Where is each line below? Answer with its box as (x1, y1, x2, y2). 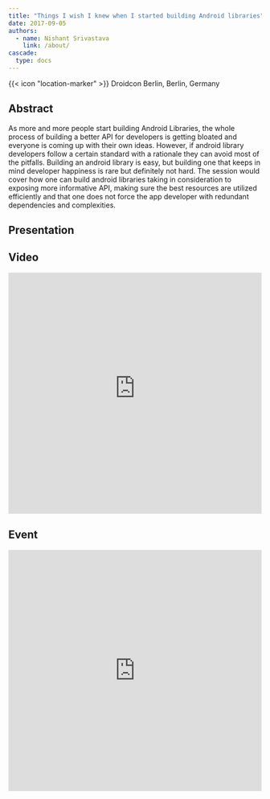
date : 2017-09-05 (8, 19, 67, 27)
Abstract (8, 102, 54, 116)
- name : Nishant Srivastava (15, 34, 110, 43)
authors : (8, 27, 38, 35)
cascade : (8, 49, 38, 57)
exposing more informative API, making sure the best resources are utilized (8, 182, 257, 193)
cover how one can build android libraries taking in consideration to (8, 174, 231, 184)
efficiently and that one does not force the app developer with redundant (8, 191, 249, 201)
